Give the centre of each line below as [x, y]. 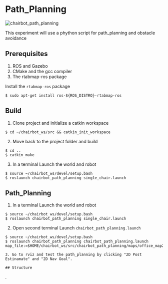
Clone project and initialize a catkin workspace [60, 123]
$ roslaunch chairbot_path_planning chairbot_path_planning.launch [77, 241]
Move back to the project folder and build [55, 141]
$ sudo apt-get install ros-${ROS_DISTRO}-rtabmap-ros [63, 95]
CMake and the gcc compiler [42, 71]
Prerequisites [26, 54]
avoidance [16, 38]
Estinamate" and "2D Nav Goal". [39, 259]
